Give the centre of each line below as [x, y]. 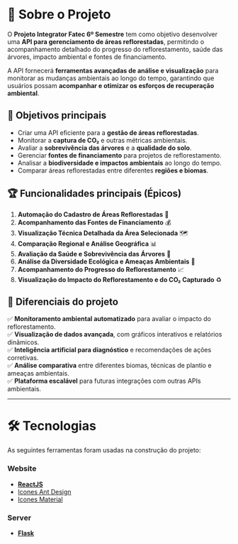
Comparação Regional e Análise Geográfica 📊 [87, 244]
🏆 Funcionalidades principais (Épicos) [95, 194]
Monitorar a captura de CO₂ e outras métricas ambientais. [102, 140]
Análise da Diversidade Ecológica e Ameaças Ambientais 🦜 [106, 261]
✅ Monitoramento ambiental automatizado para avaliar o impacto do [109, 319]
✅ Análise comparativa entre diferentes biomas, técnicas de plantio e [109, 366]
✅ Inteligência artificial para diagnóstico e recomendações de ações [109, 350]
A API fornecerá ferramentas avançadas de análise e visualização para [113, 70]
